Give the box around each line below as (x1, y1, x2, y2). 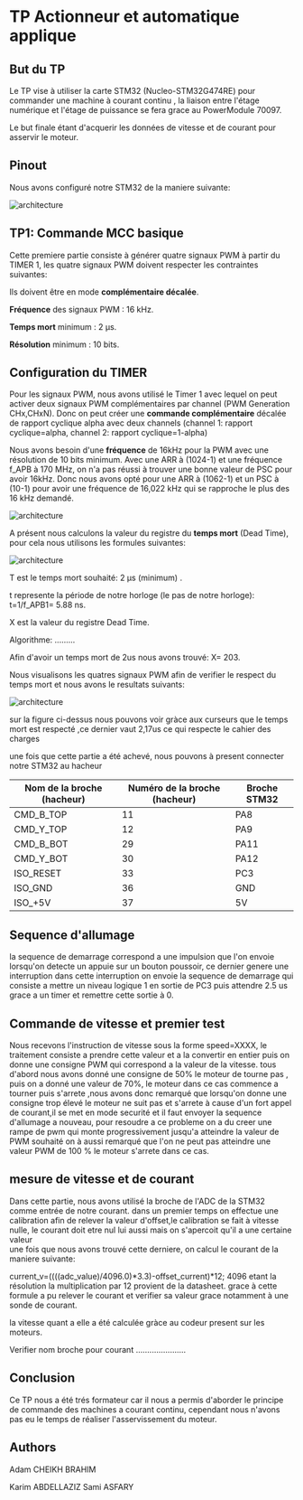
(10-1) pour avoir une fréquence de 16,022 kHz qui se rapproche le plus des (9, 483, 290, 494)
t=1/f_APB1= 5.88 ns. (9, 599, 87, 611)
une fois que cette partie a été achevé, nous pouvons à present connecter (9, 751, 285, 762)
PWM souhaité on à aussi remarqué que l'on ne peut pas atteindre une (9, 1136, 271, 1147)
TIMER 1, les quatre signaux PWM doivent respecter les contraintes (9, 259, 259, 270)
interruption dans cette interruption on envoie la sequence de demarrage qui (9, 970, 294, 981)
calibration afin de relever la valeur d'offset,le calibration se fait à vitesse (9, 1214, 280, 1225)
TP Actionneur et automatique (9, 6, 241, 27)
